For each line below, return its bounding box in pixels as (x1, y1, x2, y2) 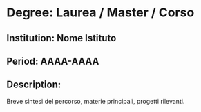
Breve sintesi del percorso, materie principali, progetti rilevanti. (6, 97, 185, 105)
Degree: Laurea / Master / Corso (6, 5, 195, 21)
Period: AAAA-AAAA (6, 55, 99, 67)
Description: (6, 79, 61, 91)
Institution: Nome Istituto (6, 32, 117, 44)
